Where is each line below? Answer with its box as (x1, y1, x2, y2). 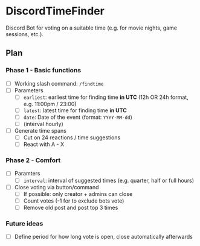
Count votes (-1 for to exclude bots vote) (23, 197, 124, 204)
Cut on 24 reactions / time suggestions (23, 134, 121, 141)
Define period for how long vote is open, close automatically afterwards (14, 233, 193, 241)
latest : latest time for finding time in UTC (23, 107, 127, 114)
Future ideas (5, 219, 44, 227)
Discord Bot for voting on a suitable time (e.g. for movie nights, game (5, 24, 178, 31)
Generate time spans (14, 127, 67, 134)
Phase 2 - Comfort (5, 156, 61, 165)
